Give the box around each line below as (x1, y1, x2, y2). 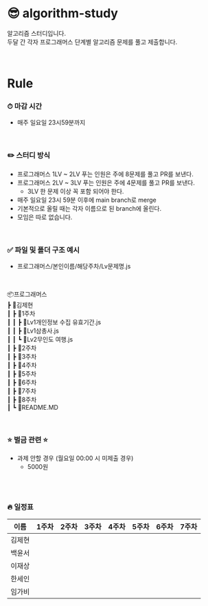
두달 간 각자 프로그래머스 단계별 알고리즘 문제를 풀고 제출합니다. (7, 37, 178, 46)
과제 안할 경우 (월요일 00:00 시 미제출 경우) (16, 454, 134, 463)
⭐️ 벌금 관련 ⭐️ (7, 435, 48, 444)
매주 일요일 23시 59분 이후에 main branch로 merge (16, 196, 157, 204)
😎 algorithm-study (7, 6, 119, 21)
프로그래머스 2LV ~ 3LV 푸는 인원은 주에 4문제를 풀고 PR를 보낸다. (16, 178, 196, 187)
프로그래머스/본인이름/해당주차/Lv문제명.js (16, 262, 131, 271)
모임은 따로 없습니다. (16, 213, 73, 221)
